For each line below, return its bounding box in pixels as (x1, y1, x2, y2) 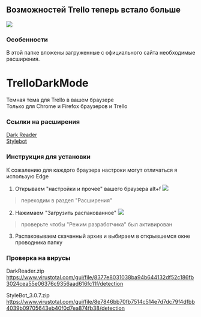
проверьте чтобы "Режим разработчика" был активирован (20, 220, 173, 228)
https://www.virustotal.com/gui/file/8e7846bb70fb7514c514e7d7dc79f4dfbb (6, 298, 195, 305)
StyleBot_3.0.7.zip (6, 291, 50, 299)
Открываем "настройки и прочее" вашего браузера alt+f (14, 185, 161, 192)
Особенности (6, 35, 48, 44)
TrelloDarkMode (6, 76, 89, 90)
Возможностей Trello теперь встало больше (6, 5, 181, 15)
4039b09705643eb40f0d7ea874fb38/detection (6, 304, 125, 312)
